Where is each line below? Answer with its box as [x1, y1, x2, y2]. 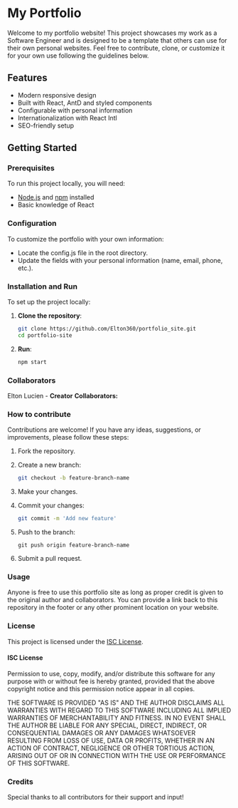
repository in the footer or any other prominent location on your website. [7, 604, 219, 612]
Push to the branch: [17, 528, 76, 536]
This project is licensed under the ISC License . [7, 637, 144, 646]
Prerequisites [7, 163, 55, 173]
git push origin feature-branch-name [17, 542, 130, 549]
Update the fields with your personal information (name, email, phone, [17, 256, 223, 264]
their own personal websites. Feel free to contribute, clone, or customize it [7, 43, 225, 52]
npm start [17, 358, 48, 366]
